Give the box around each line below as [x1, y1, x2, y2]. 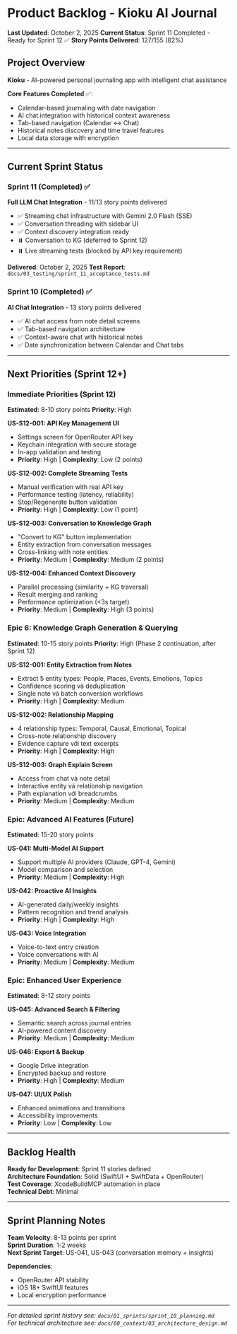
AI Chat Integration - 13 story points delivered [7, 303, 142, 311]
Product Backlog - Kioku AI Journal [7, 5, 217, 21]
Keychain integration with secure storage [17, 440, 138, 449]
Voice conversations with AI [17, 950, 99, 959]
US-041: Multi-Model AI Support [7, 844, 104, 853]
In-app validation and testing [17, 448, 102, 456]
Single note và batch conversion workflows [17, 689, 143, 698]
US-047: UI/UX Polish [7, 1090, 72, 1098]
